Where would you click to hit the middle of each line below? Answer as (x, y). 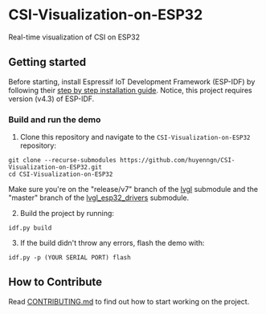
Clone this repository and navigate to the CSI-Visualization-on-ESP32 (135, 137)
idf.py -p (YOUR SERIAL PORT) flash (70, 258)
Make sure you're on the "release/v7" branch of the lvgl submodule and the (133, 190)
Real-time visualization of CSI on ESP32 (74, 37)
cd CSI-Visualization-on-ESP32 (61, 174)
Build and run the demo (55, 120)
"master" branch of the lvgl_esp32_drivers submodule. (99, 198)
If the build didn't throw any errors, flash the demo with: (112, 243)
